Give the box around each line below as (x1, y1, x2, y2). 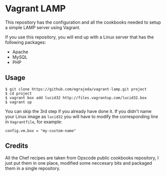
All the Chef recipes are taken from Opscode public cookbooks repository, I (5, 155, 159, 161)
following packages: (5, 39, 46, 45)
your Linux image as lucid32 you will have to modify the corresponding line (5, 113, 158, 119)
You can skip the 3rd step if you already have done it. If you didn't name (5, 108, 152, 114)
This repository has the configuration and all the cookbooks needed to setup (5, 19, 161, 25)
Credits (5, 141, 29, 150)
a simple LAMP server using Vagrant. (5, 24, 81, 30)
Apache (12, 49, 29, 55)
